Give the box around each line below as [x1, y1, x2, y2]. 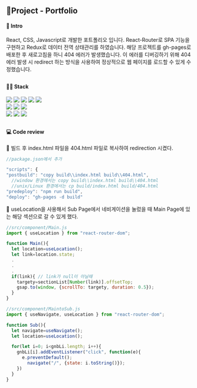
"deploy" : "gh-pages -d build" [6, 194, 83, 200]
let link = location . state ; [11, 251, 75, 258]
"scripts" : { [6, 167, 38, 173]
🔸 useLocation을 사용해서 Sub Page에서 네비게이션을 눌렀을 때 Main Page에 [6, 205, 185, 213]
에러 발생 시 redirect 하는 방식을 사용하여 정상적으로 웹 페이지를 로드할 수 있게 [6, 58, 185, 65]
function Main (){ [6, 241, 49, 247]
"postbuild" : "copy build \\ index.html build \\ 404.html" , [6, 172, 149, 178]
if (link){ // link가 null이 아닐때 [11, 273, 93, 280]
